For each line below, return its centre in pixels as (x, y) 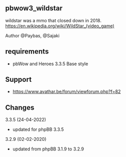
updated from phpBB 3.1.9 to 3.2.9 (48, 149)
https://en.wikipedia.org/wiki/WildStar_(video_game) (60, 26)
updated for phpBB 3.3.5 (38, 129)
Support (18, 80)
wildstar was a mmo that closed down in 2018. (53, 20)
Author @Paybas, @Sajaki (32, 35)
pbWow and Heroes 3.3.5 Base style (50, 64)
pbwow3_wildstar (34, 8)
